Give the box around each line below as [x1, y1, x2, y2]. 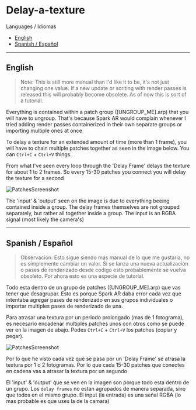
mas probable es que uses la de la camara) [6, 397, 110, 404]
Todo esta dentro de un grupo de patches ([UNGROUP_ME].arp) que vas [6, 284, 181, 291]
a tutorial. [20, 97, 44, 104]
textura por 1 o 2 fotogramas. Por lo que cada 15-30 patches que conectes [6, 361, 185, 368]
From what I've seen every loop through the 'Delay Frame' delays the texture [6, 162, 190, 169]
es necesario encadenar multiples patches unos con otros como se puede [6, 320, 185, 327]
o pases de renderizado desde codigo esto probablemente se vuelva [20, 266, 187, 273]
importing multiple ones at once [6, 127, 83, 134]
